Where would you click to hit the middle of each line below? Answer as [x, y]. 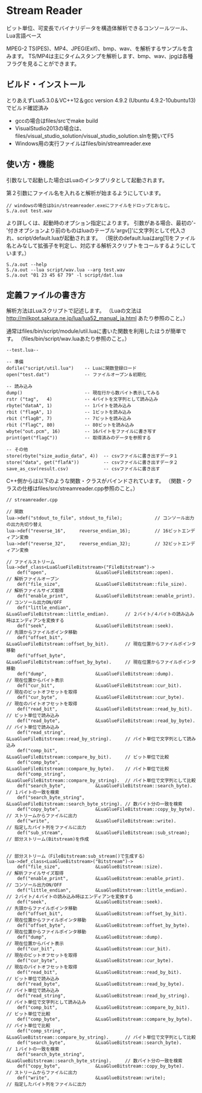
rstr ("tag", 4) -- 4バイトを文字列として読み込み [82, 399]
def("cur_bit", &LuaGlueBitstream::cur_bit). [94, 949]
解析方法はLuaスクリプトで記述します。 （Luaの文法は [74, 311]
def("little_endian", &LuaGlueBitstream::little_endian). [102, 890]
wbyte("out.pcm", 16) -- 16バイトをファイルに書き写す [81, 432]
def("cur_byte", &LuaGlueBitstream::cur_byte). [95, 961]
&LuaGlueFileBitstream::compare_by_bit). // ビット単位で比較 [88, 757]
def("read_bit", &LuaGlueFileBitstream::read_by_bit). [105, 709]
